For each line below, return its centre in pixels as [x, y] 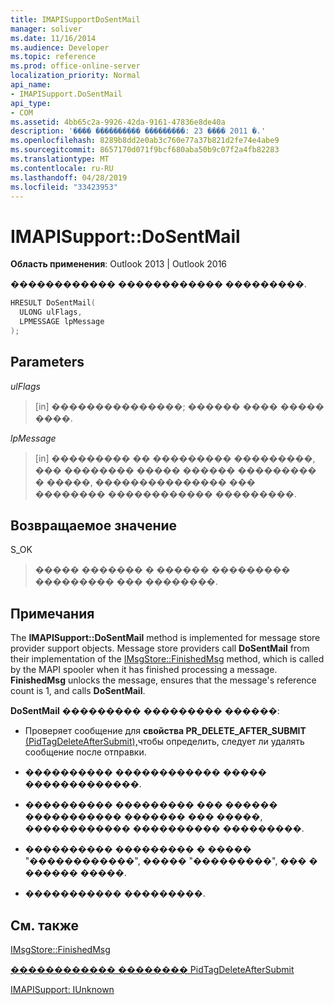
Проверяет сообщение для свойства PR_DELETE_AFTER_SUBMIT [165, 731]
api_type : [31, 103]
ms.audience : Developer [60, 47]
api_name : [31, 85]
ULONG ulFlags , [51, 312]
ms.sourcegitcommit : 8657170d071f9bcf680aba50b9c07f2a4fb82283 [145, 150]
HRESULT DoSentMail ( [53, 303]
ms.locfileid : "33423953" [64, 187]
